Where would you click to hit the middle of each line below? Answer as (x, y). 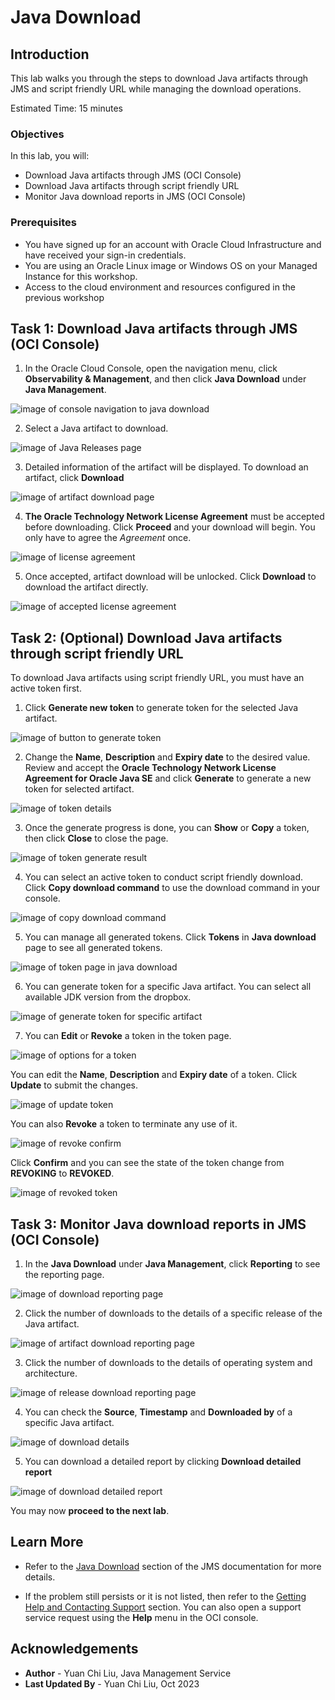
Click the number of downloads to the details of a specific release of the (173, 1313)
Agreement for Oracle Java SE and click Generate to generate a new (168, 778)
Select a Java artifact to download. (96, 428)
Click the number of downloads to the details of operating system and (168, 1363)
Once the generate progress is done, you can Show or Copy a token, (167, 828)
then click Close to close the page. (96, 838)
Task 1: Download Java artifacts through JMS (154, 328)
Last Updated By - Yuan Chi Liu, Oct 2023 (112, 1683)
